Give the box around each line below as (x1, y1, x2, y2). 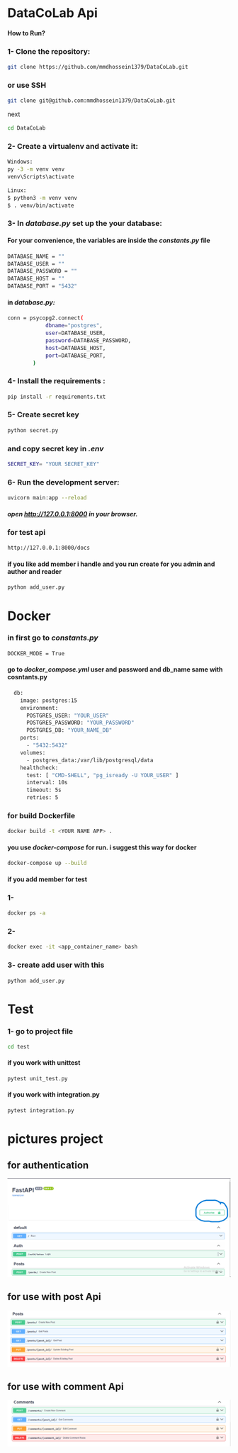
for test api (7, 528, 46, 538)
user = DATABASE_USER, (45, 329, 106, 337)
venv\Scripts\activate (7, 174, 74, 181)
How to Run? (7, 28, 46, 37)
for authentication (7, 1159, 89, 1171)
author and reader (7, 567, 62, 575)
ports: (20, 735, 40, 742)
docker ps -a (7, 910, 46, 917)
